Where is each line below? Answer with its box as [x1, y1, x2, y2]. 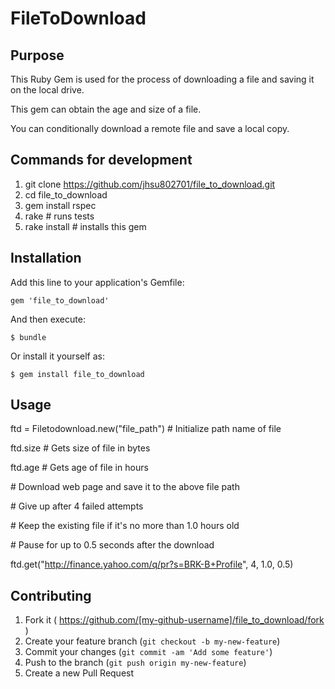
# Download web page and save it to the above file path [10, 481, 240, 493]
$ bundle [10, 332, 47, 342]
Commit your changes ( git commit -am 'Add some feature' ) [24, 646, 273, 658]
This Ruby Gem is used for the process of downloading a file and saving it [10, 73, 315, 85]
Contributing [10, 587, 92, 604]
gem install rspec [24, 199, 97, 211]
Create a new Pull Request [24, 667, 135, 679]
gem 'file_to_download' [10, 295, 110, 306]
